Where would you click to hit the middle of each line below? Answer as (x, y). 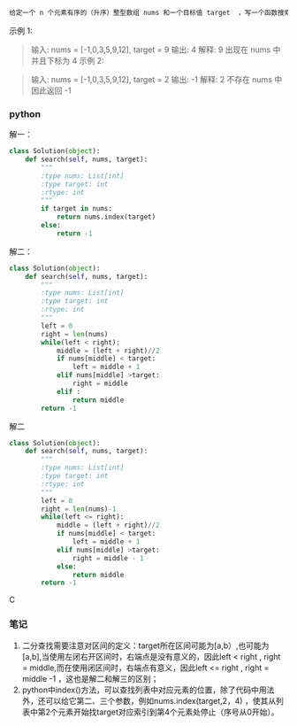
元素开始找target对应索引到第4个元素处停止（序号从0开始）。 (169, 712)
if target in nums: (77, 209)
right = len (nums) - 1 (79, 509)
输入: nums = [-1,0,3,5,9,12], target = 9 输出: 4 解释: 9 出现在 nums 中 (156, 50)
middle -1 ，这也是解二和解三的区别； (90, 678)
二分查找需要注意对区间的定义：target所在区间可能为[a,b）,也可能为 (145, 645)
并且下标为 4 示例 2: (67, 60)
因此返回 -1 (51, 90)
